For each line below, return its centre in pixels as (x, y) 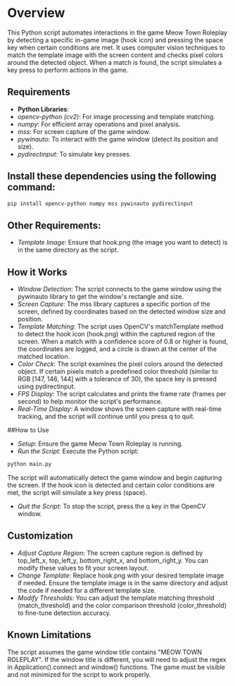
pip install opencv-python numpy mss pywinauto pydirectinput (100, 203)
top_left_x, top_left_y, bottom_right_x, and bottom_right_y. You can (113, 560)
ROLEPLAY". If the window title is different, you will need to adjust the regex (117, 659)
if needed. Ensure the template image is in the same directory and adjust (122, 582)
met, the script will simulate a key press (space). (77, 492)
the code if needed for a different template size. (87, 590)
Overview (36, 13)
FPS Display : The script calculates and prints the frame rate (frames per (122, 394)
